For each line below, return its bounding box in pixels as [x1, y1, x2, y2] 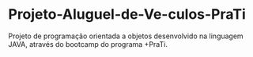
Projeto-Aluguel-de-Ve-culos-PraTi [8, 5, 247, 23]
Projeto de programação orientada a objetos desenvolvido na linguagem [8, 31, 244, 41]
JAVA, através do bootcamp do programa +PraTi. [8, 39, 168, 48]
